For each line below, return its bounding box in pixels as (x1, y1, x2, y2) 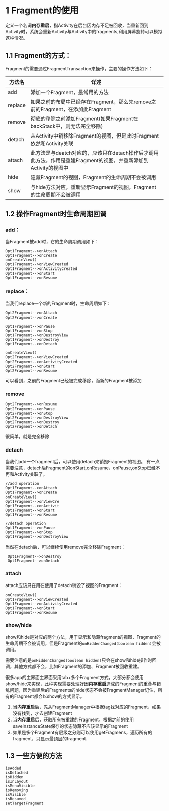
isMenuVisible (5, 783, 35, 788)
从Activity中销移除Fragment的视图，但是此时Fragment (30, 132, 159, 139)
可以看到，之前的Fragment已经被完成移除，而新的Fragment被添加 (5, 377, 142, 383)
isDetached (5, 770, 28, 775)
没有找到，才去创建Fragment (12, 710, 72, 716)
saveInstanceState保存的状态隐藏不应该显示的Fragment (12, 723, 128, 729)
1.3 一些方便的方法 (5, 752, 63, 760)
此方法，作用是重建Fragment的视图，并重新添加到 (30, 157, 149, 164)
